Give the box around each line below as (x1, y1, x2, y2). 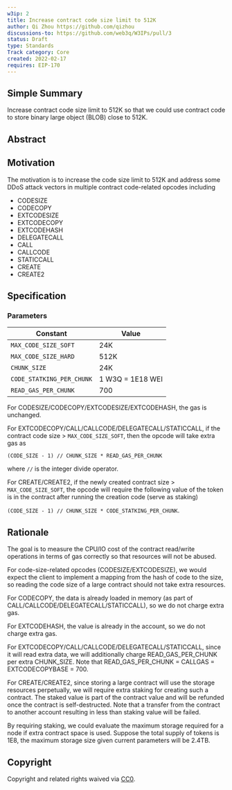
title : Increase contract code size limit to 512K (7, 17, 157, 24)
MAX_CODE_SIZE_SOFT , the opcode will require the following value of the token (7, 485, 224, 494)
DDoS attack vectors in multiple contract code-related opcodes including (7, 183, 216, 191)
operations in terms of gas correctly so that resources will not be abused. (7, 553, 217, 561)
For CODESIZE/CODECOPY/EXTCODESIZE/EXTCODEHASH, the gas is (7, 403, 207, 412)
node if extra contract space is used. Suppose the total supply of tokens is (7, 729, 220, 737)
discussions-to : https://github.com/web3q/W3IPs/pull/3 (7, 29, 172, 37)
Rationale (7, 526, 49, 538)
